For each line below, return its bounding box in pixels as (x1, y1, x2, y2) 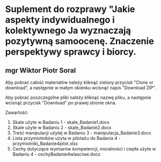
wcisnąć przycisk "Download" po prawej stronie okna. (5, 100, 116, 106)
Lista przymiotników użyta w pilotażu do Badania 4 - (12, 135, 121, 141)
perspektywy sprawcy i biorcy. (5, 46, 136, 58)
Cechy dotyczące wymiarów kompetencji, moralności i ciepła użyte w (12, 146, 156, 151)
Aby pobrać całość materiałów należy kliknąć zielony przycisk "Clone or (5, 79, 154, 85)
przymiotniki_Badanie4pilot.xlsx (12, 140, 78, 146)
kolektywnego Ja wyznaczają (5, 25, 131, 36)
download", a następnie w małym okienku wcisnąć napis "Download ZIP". (5, 85, 156, 91)
